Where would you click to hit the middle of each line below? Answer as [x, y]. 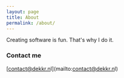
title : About [23, 17]
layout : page [23, 12]
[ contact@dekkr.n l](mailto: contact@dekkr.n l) [62, 68]
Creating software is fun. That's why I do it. [60, 40]
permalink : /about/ [31, 23]
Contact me [24, 56]
